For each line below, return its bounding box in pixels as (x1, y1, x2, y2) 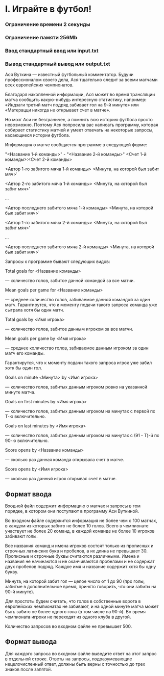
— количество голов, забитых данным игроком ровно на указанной (5, 384, 148, 390)
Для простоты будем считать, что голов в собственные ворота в (5, 598, 141, 604)
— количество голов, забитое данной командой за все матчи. (5, 278, 135, 284)
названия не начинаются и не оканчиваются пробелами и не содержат (5, 558, 155, 565)
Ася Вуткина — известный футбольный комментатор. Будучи (5, 72, 134, 78)
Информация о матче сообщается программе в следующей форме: (5, 142, 148, 148)
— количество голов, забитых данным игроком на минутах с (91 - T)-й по (5, 433, 160, 439)
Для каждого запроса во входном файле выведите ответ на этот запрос (5, 650, 157, 656)
